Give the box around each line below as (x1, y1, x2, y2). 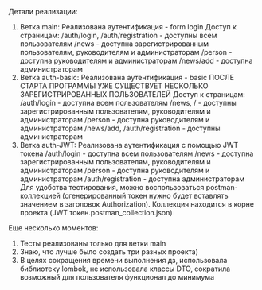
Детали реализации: (8, 7, 78, 16)
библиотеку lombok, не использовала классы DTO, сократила (19, 264, 231, 273)
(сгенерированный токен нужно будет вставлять (62, 191, 229, 200)
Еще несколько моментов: (8, 223, 99, 233)
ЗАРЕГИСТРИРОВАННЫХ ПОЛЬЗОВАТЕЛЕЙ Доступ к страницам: (19, 90, 245, 99)
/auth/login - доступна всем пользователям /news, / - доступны (19, 99, 237, 107)
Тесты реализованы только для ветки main (19, 238, 166, 248)
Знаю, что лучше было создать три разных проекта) (19, 247, 199, 257)
